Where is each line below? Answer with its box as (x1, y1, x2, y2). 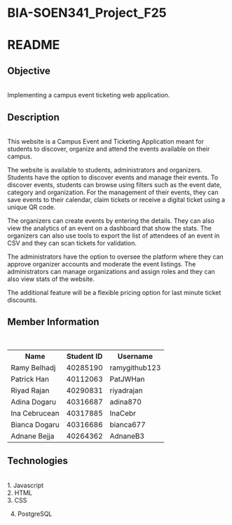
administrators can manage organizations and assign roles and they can (7, 268, 215, 275)
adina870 (109, 397, 142, 407)
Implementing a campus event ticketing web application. (7, 91, 170, 100)
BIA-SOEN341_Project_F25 (7, 5, 167, 21)
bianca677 (109, 419, 146, 429)
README (7, 37, 60, 53)
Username (117, 351, 153, 361)
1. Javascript (7, 481, 44, 489)
